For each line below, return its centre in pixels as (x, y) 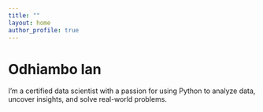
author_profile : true (44, 30)
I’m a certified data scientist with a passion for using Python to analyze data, (132, 91)
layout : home (30, 23)
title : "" (24, 15)
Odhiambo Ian (55, 69)
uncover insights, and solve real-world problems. (88, 99)
